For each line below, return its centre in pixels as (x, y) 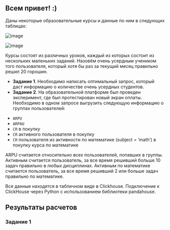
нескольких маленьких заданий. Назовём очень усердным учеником (81, 61)
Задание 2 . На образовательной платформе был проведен (77, 92)
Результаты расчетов (41, 207)
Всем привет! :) (31, 8)
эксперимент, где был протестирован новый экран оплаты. (77, 97)
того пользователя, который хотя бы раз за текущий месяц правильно (82, 66)
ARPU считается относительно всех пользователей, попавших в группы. (84, 155)
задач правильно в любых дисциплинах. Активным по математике (78, 165)
